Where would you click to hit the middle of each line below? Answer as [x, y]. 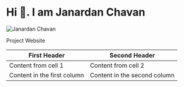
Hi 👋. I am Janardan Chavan [76, 12]
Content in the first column [47, 75]
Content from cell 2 [117, 65]
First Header [46, 55]
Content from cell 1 [37, 65]
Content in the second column [132, 75]
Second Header [132, 55]
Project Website [26, 40]
